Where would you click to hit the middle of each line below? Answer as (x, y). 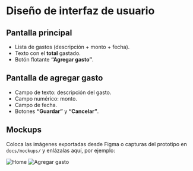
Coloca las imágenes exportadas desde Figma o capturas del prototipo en (96, 144)
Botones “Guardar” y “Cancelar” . (57, 111)
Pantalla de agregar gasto (55, 78)
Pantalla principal (39, 33)
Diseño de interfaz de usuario (80, 11)
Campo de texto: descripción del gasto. (63, 92)
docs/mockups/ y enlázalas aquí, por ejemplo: (61, 150)
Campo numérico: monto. (46, 98)
